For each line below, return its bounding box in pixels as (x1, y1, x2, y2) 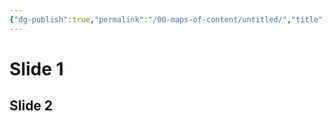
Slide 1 (9, 57, 64, 80)
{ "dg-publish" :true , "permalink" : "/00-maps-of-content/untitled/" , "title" (9, 14, 324, 25)
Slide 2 (9, 97, 54, 115)
